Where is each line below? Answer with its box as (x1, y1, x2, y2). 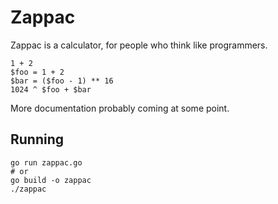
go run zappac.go (10, 157, 83, 168)
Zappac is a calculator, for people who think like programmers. (10, 39, 268, 51)
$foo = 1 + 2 (10, 67, 65, 77)
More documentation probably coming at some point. (10, 102, 230, 114)
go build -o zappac (10, 175, 92, 185)
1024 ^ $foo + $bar (10, 84, 92, 95)
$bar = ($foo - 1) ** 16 (10, 76, 114, 86)
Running (10, 131, 65, 148)
